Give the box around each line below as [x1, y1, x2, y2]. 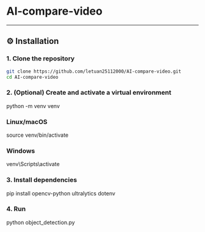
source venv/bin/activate [6, 131, 69, 139]
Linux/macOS [6, 117, 48, 126]
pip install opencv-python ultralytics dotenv [6, 189, 116, 197]
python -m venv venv [6, 102, 60, 109]
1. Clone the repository [6, 54, 75, 63]
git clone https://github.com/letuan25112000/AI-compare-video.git [6, 68, 182, 74]
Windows [6, 147, 35, 155]
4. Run [6, 205, 26, 213]
